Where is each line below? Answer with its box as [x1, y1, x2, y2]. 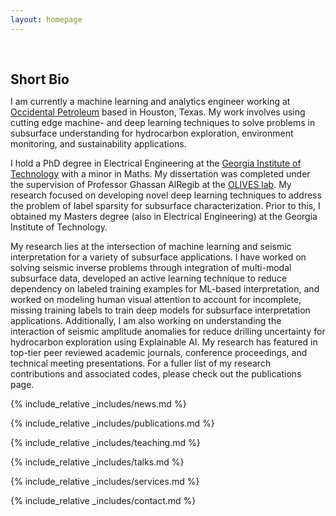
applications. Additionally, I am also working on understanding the [10, 314, 282, 326]
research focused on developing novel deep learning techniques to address [10, 189, 322, 201]
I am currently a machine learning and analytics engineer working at [10, 95, 291, 107]
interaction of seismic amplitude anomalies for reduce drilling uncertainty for [10, 325, 326, 337]
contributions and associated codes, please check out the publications [10, 367, 302, 380]
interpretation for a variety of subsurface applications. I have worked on [10, 251, 307, 263]
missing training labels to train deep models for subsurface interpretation [10, 304, 311, 316]
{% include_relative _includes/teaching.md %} [10, 436, 201, 448]
